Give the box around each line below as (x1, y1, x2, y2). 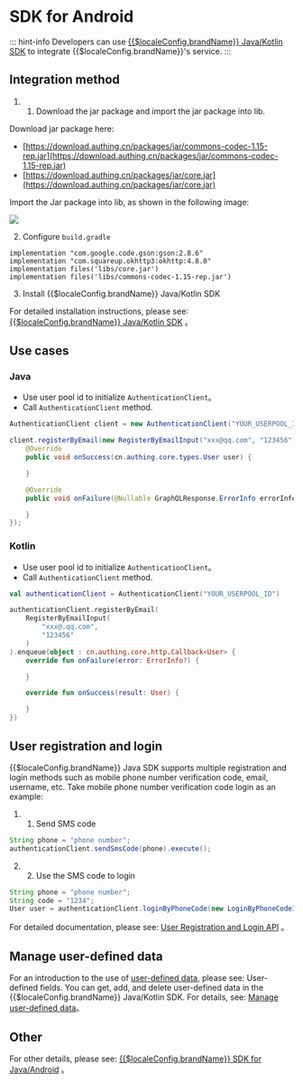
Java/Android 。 (9, 1064, 69, 1075)
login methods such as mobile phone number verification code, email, (9, 771, 269, 783)
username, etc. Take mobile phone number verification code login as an (9, 781, 277, 792)
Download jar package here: (9, 123, 115, 134)
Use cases (9, 344, 69, 359)
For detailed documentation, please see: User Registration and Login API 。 (9, 922, 289, 933)
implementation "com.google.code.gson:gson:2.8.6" (9, 249, 204, 258)
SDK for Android (9, 6, 134, 27)
